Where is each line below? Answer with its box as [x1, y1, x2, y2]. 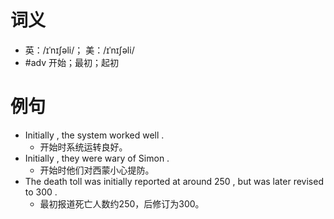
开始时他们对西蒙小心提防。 [39, 164, 155, 176]
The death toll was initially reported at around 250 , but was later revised [24, 175, 324, 187]
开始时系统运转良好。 [39, 141, 128, 153]
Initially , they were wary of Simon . [24, 152, 170, 164]
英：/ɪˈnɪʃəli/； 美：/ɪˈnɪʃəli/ [24, 44, 135, 56]
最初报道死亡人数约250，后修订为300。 [39, 197, 205, 210]
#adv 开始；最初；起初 [24, 56, 119, 68]
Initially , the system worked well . [24, 129, 165, 141]
